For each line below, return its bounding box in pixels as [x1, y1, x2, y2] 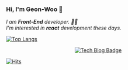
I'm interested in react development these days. [6, 24, 122, 31]
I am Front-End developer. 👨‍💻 [6, 19, 78, 25]
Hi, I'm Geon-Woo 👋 [6, 5, 63, 13]
